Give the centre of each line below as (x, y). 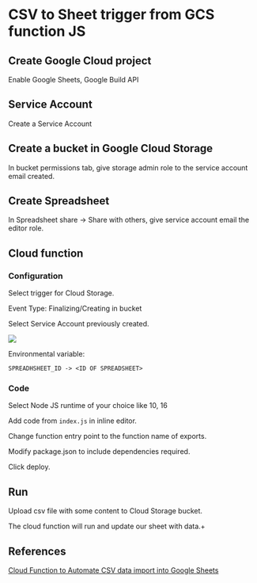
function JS (47, 31)
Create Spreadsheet (59, 201)
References (37, 551)
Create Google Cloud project (80, 61)
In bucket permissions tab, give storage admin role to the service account (128, 167)
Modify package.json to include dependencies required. (99, 452)
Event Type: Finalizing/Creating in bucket (75, 309)
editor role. (26, 228)
